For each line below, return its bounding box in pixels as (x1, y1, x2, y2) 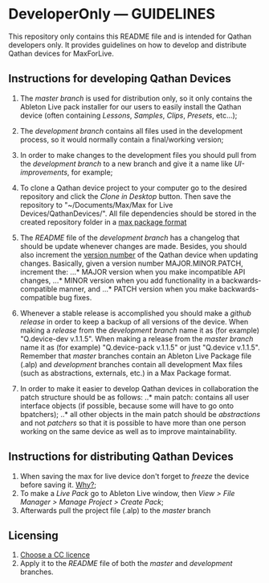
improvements (19, 167, 68, 177)
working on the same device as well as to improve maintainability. (19, 426, 237, 436)
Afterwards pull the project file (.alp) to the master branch (19, 505, 211, 515)
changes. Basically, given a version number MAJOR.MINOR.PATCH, (19, 258, 243, 268)
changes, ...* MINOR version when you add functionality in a (19, 275, 220, 285)
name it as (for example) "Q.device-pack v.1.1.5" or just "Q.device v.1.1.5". (19, 342, 261, 352)
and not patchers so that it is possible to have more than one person (19, 418, 247, 428)
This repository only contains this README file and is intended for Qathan (8, 31, 252, 41)
